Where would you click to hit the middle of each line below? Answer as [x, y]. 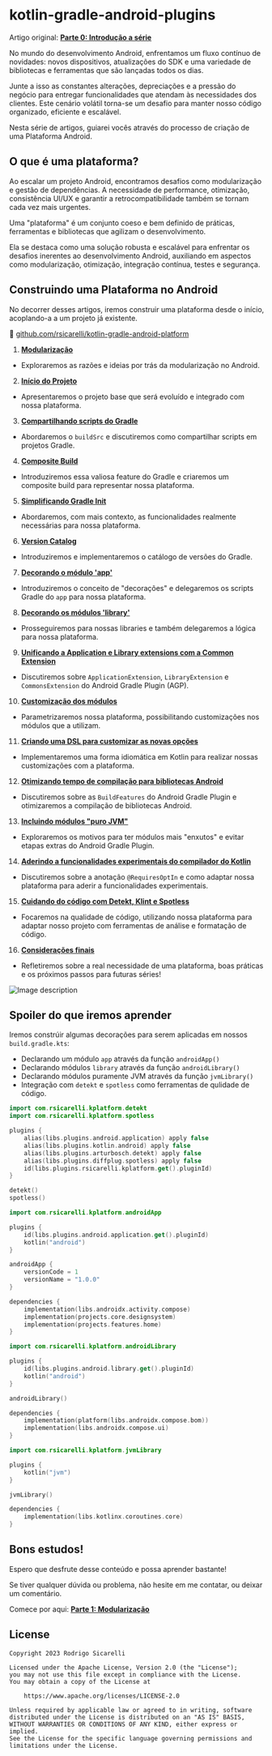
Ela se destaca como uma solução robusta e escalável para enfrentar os [130, 247]
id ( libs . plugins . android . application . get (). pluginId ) [116, 1235]
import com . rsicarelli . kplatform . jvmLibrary [85, 1450]
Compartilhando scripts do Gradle [79, 421]
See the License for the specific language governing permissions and [131, 1738]
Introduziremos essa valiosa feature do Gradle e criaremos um [125, 477]
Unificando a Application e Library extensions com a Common [127, 652]
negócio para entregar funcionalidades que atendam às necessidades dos [133, 94]
